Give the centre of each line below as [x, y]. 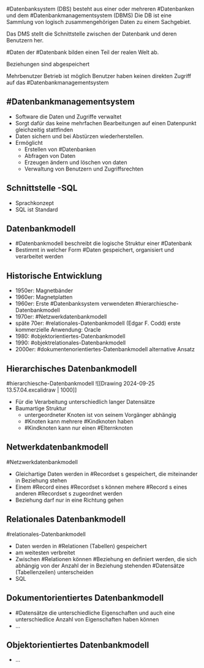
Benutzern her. [25, 40]
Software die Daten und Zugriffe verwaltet [68, 117]
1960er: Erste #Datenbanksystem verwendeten [74, 304]
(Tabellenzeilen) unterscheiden [54, 572]
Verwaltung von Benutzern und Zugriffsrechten [84, 169]
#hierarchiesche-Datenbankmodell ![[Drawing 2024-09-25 [81, 384]
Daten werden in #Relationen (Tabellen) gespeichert [81, 546]
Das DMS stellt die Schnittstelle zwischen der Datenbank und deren [92, 34]
